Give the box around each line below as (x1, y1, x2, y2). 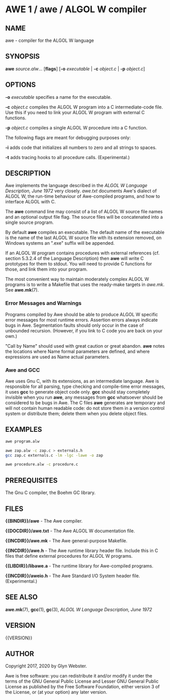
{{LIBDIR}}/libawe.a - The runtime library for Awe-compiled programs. (5, 562, 154, 569)
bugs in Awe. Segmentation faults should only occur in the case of (5, 322, 144, 328)
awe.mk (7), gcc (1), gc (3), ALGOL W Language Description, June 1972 (5, 606, 152, 612)
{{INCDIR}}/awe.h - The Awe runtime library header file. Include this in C (5, 547, 158, 554)
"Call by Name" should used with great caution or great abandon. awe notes (5, 343, 165, 349)
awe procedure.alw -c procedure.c (5, 462, 79, 467)
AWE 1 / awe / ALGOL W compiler (5, 4, 147, 15)
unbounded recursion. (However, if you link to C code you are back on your (5, 327, 163, 333)
